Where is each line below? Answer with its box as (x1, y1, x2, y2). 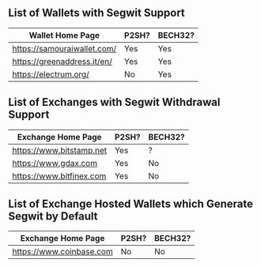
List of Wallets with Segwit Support (8, 6, 186, 20)
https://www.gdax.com (12, 157, 97, 168)
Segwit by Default (8, 209, 98, 224)
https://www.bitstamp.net (12, 145, 108, 156)
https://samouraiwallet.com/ (12, 43, 117, 54)
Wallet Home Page (28, 29, 100, 40)
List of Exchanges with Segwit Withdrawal (8, 96, 221, 109)
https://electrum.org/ (12, 69, 89, 80)
